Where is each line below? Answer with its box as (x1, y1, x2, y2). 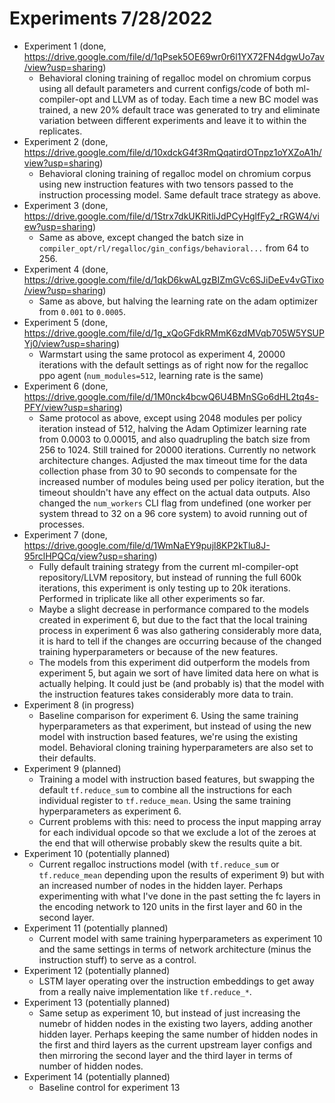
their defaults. (38, 752, 97, 764)
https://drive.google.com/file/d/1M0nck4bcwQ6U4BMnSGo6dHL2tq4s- (23, 390, 319, 402)
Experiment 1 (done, (23, 40, 107, 52)
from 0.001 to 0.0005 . (38, 305, 126, 317)
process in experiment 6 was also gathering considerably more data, (38, 624, 322, 636)
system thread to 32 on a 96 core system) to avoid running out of (38, 507, 308, 519)
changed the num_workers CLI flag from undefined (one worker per (38, 497, 312, 509)
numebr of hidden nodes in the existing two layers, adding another (38, 1017, 314, 1029)
